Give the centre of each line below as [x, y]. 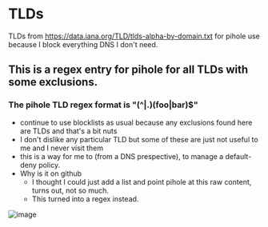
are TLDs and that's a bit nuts [68, 131]
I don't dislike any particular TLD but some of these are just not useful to [139, 139]
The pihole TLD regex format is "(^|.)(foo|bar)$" [103, 105]
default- [238, 156]
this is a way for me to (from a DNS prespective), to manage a [122, 156]
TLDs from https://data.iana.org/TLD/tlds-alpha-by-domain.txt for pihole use [134, 36]
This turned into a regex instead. [85, 199]
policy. [50, 165]
